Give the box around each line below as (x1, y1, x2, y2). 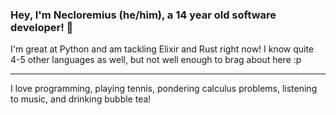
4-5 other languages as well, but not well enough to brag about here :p (10, 54, 302, 66)
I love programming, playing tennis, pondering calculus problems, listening (10, 83, 318, 95)
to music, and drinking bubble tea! (10, 93, 152, 105)
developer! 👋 (10, 20, 74, 34)
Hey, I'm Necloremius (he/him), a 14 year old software (10, 8, 277, 22)
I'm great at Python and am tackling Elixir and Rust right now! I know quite (10, 43, 315, 55)
